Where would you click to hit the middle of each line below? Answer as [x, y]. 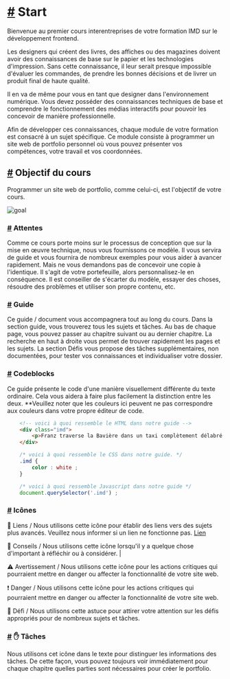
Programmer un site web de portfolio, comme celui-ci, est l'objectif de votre [114, 189]
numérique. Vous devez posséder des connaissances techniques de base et [115, 101]
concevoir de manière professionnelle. [61, 116]
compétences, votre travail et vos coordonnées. [75, 151]
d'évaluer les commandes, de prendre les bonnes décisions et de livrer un [112, 74]
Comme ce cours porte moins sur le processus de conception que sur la [109, 243]
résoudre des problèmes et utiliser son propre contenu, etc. [91, 287]
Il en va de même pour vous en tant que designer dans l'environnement [108, 94]
